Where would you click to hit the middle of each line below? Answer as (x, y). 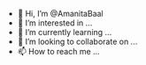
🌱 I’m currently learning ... (65, 32)
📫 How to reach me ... (58, 51)
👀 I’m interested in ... (55, 23)
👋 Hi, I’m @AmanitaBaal (60, 14)
